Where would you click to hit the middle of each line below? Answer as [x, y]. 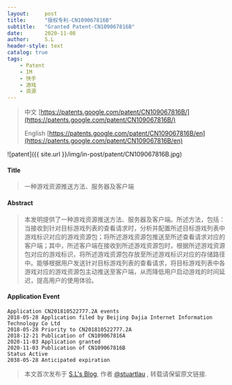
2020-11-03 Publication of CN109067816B [67, 348]
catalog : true [28, 53]
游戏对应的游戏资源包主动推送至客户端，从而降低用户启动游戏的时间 [122, 272]
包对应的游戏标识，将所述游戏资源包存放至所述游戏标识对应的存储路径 [125, 254]
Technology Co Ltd [34, 323]
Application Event [34, 297]
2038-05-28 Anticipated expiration [59, 360]
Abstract [20, 203]
